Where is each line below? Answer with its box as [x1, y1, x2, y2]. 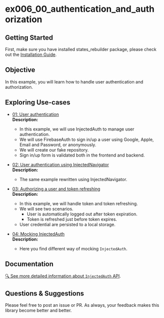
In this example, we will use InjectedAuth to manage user [19, 126, 135, 132]
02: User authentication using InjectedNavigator [12, 161, 109, 167]
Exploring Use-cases [5, 98, 70, 106]
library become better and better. [5, 308, 72, 314]
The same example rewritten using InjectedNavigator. [19, 176, 127, 182]
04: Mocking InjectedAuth [12, 231, 65, 237]
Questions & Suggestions [5, 289, 84, 297]
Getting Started [5, 33, 53, 42]
